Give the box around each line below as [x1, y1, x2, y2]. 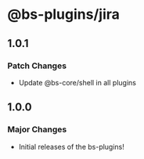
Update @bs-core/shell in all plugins [18, 78, 136, 87]
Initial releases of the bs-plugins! [18, 142, 124, 151]
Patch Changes [7, 60, 67, 71]
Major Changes [7, 124, 67, 135]
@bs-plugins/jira [7, 5, 121, 23]
